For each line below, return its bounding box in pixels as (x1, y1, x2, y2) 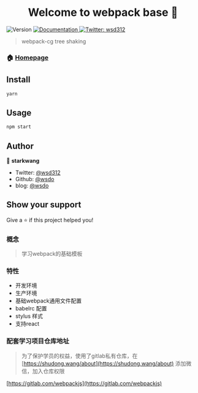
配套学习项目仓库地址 (6, 337, 69, 345)
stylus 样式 (15, 312, 43, 320)
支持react (15, 320, 40, 327)
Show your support (6, 200, 82, 210)
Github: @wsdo (15, 176, 55, 183)
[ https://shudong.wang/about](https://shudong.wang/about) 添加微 (21, 359, 192, 367)
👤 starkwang (6, 157, 40, 165)
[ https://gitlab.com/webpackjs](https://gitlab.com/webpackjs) (6, 380, 162, 387)
